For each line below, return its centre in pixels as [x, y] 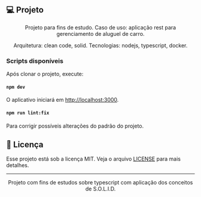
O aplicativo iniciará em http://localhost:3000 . [63, 100]
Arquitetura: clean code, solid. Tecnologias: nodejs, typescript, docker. [100, 45]
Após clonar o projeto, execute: [45, 74]
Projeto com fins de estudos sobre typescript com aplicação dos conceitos [100, 183]
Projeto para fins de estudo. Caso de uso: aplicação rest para [100, 27]
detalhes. [18, 165]
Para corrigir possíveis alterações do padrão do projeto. [75, 126]
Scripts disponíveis [35, 60]
